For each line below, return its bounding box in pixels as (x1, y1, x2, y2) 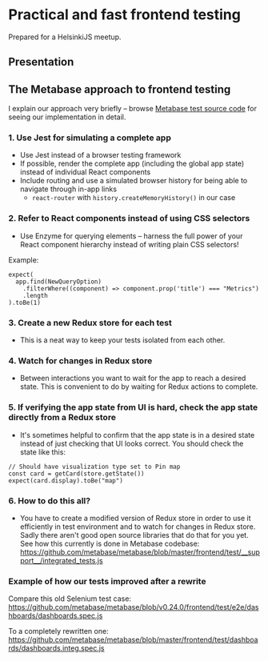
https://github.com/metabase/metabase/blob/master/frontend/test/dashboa (8, 635, 258, 645)
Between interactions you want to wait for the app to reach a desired (19, 374, 246, 383)
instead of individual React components (19, 167, 151, 177)
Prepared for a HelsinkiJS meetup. (8, 32, 122, 42)
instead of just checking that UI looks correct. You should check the (19, 439, 244, 448)
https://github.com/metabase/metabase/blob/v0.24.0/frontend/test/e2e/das (8, 603, 259, 612)
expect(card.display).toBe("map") (8, 476, 124, 485)
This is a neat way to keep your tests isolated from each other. (19, 335, 226, 345)
